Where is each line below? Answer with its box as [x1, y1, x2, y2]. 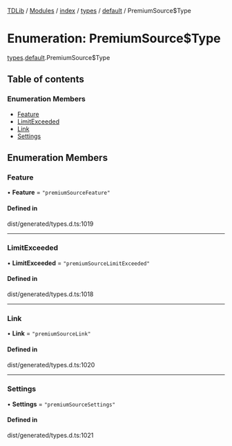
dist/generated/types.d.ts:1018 [7, 290, 94, 298]
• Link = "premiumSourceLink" [7, 329, 91, 338]
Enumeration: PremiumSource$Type [7, 31, 221, 46]
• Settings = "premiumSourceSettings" [7, 400, 116, 408]
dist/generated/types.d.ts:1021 [7, 432, 94, 440]
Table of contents [7, 73, 84, 86]
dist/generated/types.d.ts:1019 [7, 220, 94, 228]
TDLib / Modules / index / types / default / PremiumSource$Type [7, 7, 191, 14]
